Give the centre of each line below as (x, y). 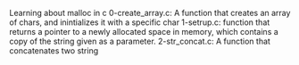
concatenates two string (54, 51)
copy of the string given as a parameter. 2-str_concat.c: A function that (140, 41)
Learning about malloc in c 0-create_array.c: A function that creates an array (150, 13)
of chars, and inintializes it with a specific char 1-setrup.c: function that (140, 22)
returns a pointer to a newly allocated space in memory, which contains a (144, 32)
